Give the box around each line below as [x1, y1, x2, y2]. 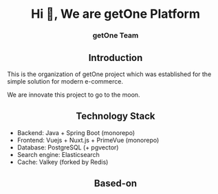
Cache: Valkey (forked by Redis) [17, 158, 109, 166]
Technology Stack [76, 110, 155, 122]
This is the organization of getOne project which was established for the [7, 70, 212, 78]
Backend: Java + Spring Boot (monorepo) [17, 128, 135, 136]
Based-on [94, 178, 138, 189]
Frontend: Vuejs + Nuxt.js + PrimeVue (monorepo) [17, 136, 160, 144]
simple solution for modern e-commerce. [7, 77, 124, 85]
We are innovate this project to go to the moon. [7, 90, 140, 99]
